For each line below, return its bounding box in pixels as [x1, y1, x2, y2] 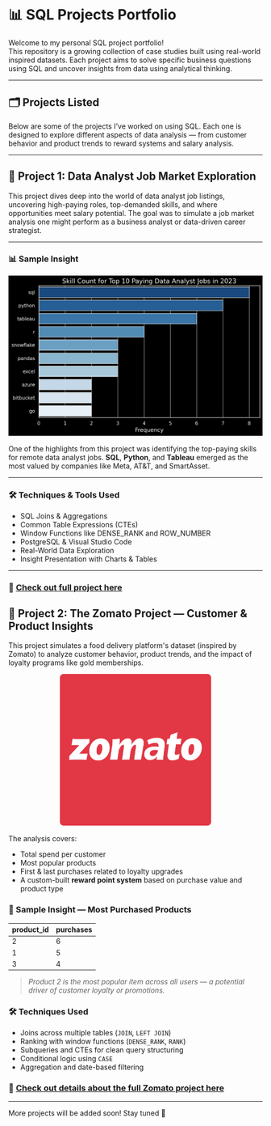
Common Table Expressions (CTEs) [19, 519, 139, 529]
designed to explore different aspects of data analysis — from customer [8, 129, 248, 139]
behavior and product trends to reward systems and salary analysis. [8, 138, 234, 148]
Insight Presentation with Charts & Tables [19, 554, 157, 564]
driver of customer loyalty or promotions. [27, 985, 165, 995]
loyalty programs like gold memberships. [8, 658, 144, 667]
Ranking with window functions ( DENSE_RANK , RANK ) [19, 1036, 186, 1046]
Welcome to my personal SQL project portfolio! [8, 37, 164, 48]
